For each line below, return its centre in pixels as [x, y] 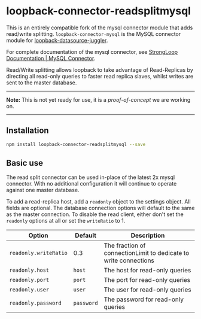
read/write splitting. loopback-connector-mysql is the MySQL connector [94, 34]
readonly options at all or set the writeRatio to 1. [66, 221]
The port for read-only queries [147, 280]
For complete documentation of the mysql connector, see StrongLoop [92, 51]
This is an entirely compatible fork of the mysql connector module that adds [100, 28]
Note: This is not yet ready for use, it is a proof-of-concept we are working [98, 99]
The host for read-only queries [147, 271]
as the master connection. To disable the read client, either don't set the [95, 214]
